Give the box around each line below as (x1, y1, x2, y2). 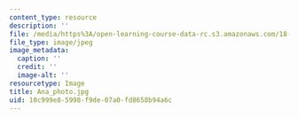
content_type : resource (9, 12, 98, 22)
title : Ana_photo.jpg (9, 87, 90, 96)
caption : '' (17, 54, 62, 63)
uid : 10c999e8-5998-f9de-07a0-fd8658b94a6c (9, 95, 173, 105)
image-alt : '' (17, 71, 69, 80)
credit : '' (17, 63, 58, 72)
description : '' (9, 21, 69, 30)
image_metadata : (9, 46, 69, 55)
